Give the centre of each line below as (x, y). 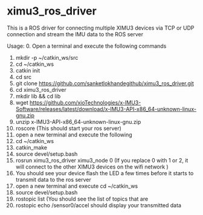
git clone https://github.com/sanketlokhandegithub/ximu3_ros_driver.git (105, 83)
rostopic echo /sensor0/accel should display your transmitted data (98, 205)
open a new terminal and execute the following (74, 135)
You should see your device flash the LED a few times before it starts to (105, 173)
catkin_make (31, 147)
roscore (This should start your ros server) (68, 128)
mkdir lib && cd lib (38, 96)
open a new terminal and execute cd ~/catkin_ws (77, 186)
